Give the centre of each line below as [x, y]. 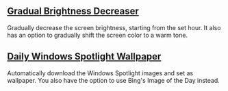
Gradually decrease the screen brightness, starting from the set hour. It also [114, 27]
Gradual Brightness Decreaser [73, 11]
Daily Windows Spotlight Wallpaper [84, 56]
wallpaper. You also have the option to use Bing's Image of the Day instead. [114, 80]
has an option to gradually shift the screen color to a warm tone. [98, 35]
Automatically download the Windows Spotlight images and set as [100, 73]
